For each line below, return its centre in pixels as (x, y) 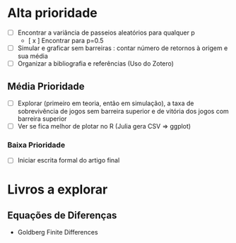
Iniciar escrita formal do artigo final (69, 160)
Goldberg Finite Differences (58, 232)
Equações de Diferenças (62, 215)
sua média (33, 56)
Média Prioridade (46, 86)
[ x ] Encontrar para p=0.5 (66, 41)
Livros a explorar (58, 189)
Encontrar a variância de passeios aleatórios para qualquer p (106, 32)
